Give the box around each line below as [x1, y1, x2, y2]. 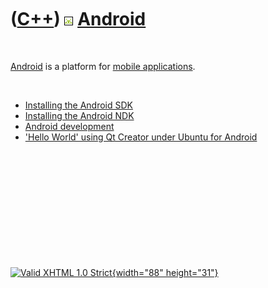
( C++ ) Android [10, 8, 147, 31]
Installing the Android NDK [24, 109, 135, 121]
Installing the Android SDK [24, 99, 133, 111]
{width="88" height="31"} [111, 266, 219, 278]
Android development [24, 120, 115, 132]
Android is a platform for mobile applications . [10, 60, 196, 72]
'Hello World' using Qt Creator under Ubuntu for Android [24, 131, 258, 143]
